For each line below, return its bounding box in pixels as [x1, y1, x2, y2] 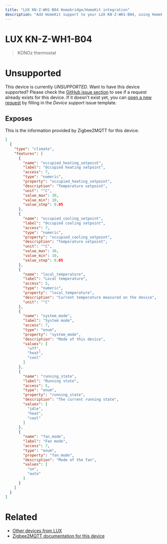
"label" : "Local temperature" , [23, 276, 88, 281]
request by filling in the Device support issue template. [5, 100, 117, 106]
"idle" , [27, 406, 43, 411]
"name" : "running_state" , [23, 374, 77, 379]
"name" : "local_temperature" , [23, 272, 85, 277]
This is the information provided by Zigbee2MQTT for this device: [5, 128, 139, 134]
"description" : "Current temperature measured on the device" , [23, 295, 157, 300]
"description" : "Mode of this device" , [23, 336, 106, 342]
